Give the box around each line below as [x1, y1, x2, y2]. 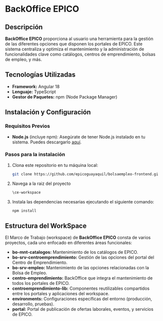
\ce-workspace [12, 190, 41, 195]
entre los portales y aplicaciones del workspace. [12, 291, 109, 297]
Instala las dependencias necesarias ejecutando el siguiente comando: [12, 199, 154, 204]
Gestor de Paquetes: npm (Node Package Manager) [12, 94, 118, 100]
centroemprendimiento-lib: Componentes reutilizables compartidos [12, 285, 150, 291]
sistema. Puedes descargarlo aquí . [12, 139, 82, 145]
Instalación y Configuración [5, 108, 91, 117]
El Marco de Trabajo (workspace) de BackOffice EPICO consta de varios [5, 235, 151, 241]
